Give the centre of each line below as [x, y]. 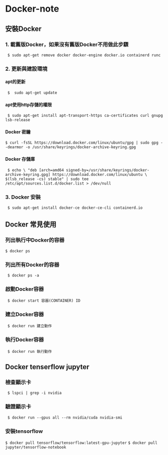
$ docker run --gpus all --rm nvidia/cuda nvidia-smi [65, 418]
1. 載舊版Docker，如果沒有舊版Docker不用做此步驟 [67, 44]
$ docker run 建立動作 [29, 326]
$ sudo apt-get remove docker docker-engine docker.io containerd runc [84, 55]
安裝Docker [23, 29]
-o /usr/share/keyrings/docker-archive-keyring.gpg [81, 147]
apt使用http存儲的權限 [28, 105]
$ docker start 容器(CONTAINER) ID [44, 301]
